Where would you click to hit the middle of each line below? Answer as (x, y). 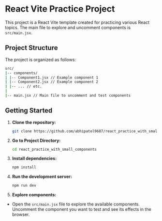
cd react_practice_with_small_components (54, 149)
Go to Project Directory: (36, 140)
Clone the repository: (34, 122)
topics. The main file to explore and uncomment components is (68, 27)
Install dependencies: (34, 158)
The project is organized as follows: (41, 60)
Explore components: (34, 195)
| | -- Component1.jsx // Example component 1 (52, 78)
